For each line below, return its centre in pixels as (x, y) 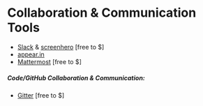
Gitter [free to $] (41, 95)
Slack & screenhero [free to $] (61, 47)
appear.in (31, 54)
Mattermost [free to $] (49, 61)
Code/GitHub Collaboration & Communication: (76, 77)
